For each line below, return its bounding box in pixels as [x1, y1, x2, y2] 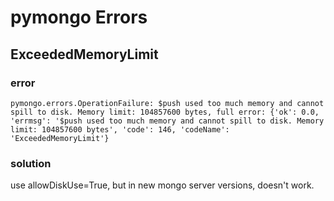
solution [10, 156, 52, 170]
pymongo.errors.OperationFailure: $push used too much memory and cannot [10, 98, 325, 108]
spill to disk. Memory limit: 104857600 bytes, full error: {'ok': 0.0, [10, 107, 320, 117]
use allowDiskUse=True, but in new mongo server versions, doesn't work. [10, 179, 315, 191]
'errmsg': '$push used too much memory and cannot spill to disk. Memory [10, 116, 325, 126]
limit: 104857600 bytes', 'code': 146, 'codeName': [10, 124, 230, 135]
